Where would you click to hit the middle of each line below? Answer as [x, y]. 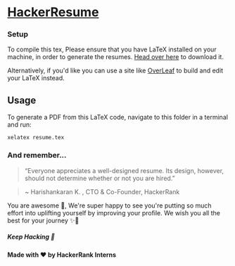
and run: [19, 125]
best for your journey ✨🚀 [43, 220]
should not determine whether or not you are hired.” [100, 178]
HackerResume [53, 12]
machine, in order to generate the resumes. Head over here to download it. [115, 57]
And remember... [37, 156]
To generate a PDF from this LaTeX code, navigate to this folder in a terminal [118, 118]
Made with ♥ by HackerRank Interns [62, 255]
